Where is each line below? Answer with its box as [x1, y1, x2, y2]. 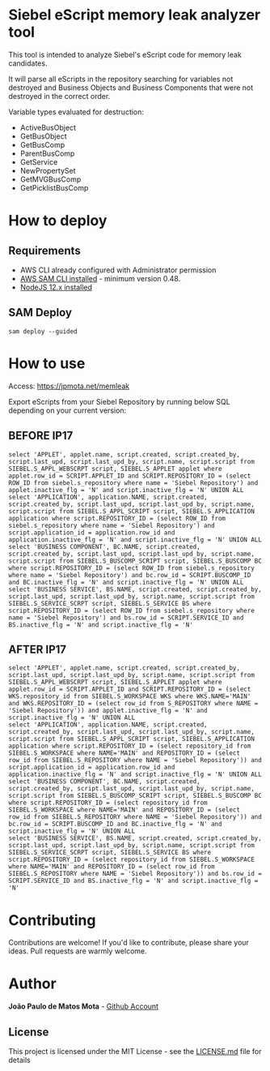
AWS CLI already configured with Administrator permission [19, 265, 217, 275]
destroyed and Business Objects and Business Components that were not [8, 83, 254, 92]
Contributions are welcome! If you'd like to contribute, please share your [8, 938, 249, 948]
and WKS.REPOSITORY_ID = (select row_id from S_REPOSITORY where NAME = [8, 700, 259, 708]
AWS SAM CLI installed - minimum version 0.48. [19, 273, 181, 283]
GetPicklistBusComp [19, 182, 89, 192]
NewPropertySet [19, 165, 76, 175]
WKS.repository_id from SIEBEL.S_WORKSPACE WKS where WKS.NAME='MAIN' [8, 692, 251, 700]
